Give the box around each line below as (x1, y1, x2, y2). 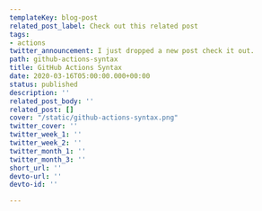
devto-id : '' (9, 180, 58, 189)
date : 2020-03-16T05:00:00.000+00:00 (9, 72, 151, 81)
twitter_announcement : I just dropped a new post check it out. (9, 47, 255, 56)
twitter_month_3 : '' (9, 154, 87, 164)
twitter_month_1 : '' (9, 146, 87, 155)
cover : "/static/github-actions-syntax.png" (9, 113, 179, 122)
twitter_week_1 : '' (9, 130, 83, 139)
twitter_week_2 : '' (9, 138, 83, 147)
